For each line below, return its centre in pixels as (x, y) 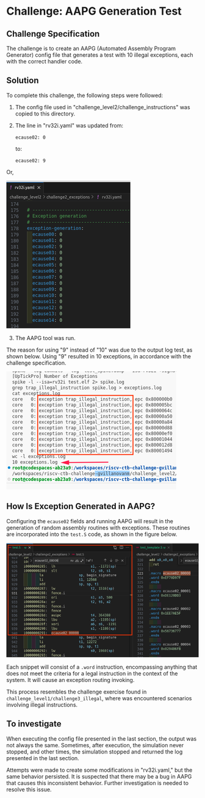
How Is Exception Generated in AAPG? (81, 506)
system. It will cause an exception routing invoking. (70, 680)
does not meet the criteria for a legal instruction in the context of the (92, 673)
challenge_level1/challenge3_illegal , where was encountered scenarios (99, 698)
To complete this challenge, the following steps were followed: (85, 95)
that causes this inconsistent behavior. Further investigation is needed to (98, 783)
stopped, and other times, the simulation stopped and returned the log (95, 752)
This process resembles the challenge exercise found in (77, 692)
